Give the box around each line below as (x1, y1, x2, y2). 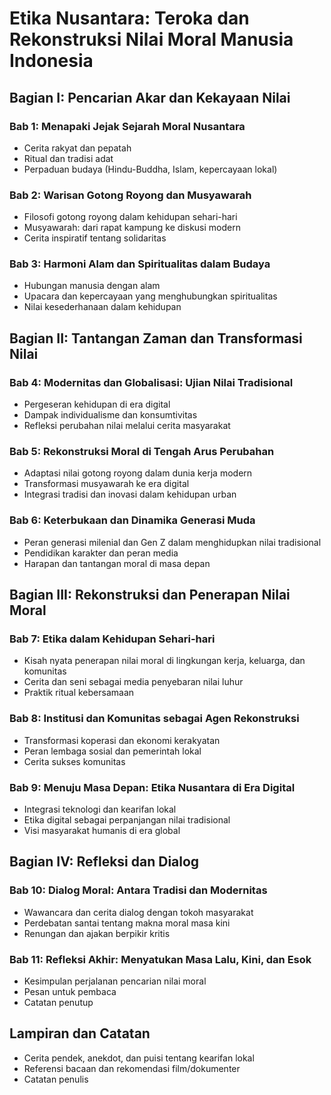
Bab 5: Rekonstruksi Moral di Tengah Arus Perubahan (9, 445, 275, 459)
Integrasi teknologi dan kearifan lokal (23, 803, 177, 816)
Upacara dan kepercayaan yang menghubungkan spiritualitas (23, 290, 278, 302)
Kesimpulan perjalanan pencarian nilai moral (23, 975, 207, 987)
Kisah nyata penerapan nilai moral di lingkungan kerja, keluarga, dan (23, 655, 306, 667)
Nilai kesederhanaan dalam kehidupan (23, 301, 182, 313)
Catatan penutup (23, 997, 94, 1009)
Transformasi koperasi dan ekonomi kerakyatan (23, 734, 221, 746)
